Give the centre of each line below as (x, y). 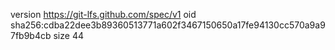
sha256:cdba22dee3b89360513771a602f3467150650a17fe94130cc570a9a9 (168, 25)
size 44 (68, 35)
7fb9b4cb (31, 35)
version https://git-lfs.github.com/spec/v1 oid (103, 14)
